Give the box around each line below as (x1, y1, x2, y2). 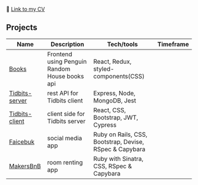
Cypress (93, 121, 117, 129)
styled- (93, 65, 115, 73)
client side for (47, 110, 85, 118)
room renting (47, 158, 83, 166)
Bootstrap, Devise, (93, 137, 144, 146)
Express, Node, (93, 89, 136, 97)
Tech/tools (107, 40, 138, 48)
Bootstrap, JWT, (93, 113, 138, 121)
